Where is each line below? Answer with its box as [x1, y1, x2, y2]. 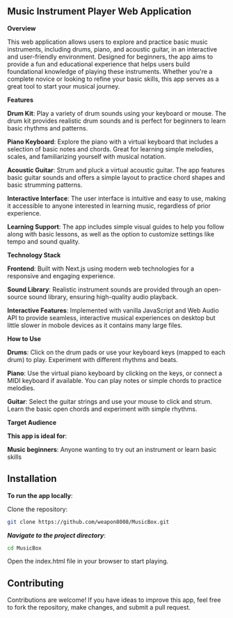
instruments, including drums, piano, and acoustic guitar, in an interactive [7, 45, 218, 53]
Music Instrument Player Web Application [7, 6, 192, 17]
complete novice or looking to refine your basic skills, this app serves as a [7, 75, 219, 83]
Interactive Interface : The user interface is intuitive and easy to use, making [7, 194, 226, 202]
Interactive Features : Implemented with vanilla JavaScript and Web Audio [7, 306, 219, 315]
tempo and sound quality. [7, 237, 80, 246]
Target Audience [7, 418, 57, 426]
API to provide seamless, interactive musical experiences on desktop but [7, 313, 216, 322]
